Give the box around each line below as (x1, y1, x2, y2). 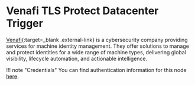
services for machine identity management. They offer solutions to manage (6, 42, 189, 50)
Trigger (6, 17, 43, 30)
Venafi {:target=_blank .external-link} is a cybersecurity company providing (6, 36, 188, 43)
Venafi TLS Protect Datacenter (6, 4, 159, 18)
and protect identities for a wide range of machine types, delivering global (6, 48, 187, 55)
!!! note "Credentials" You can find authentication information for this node (6, 66, 187, 73)
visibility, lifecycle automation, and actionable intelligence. (6, 55, 148, 62)
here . (6, 73, 19, 80)
